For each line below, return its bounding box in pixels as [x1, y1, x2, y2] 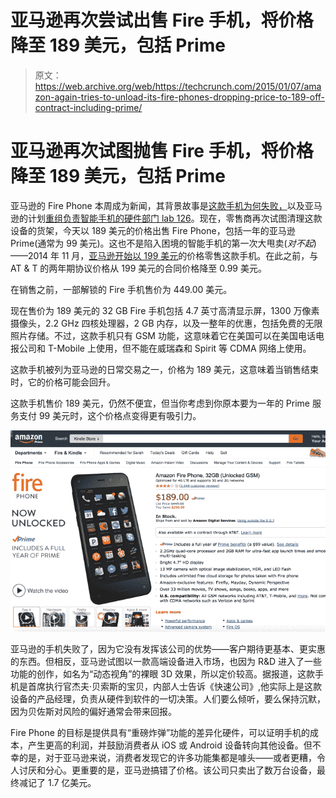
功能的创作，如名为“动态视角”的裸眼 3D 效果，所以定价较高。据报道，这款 [10, 667, 315, 680]
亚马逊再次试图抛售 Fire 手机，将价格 [10, 140, 314, 163]
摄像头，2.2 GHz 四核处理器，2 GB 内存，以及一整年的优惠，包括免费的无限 [10, 317, 323, 329]
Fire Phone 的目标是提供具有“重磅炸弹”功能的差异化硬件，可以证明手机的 [10, 726, 311, 738]
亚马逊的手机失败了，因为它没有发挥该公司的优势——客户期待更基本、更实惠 [10, 642, 326, 655]
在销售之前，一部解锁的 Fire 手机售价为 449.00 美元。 [10, 283, 233, 295]
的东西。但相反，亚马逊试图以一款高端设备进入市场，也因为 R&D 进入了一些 [10, 655, 323, 667]
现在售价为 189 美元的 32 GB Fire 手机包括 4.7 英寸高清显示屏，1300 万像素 [10, 304, 320, 316]
